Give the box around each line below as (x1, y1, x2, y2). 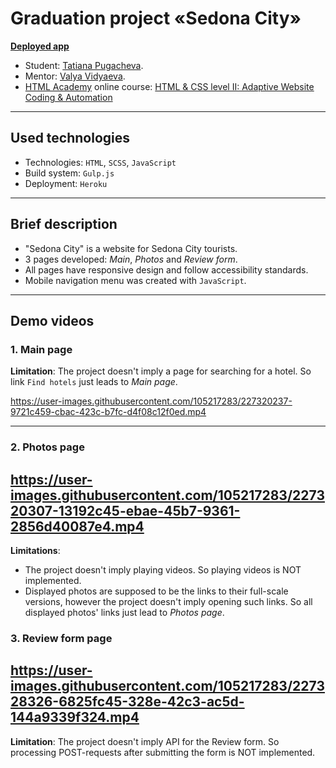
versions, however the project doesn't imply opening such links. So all (24, 595, 313, 607)
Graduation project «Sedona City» (10, 7, 302, 30)
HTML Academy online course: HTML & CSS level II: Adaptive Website (24, 80, 315, 92)
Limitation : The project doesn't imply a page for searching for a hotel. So (10, 365, 312, 377)
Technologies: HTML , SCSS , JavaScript (24, 156, 177, 168)
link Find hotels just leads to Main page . (10, 376, 178, 388)
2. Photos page (10, 440, 85, 454)
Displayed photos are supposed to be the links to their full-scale (24, 585, 289, 597)
